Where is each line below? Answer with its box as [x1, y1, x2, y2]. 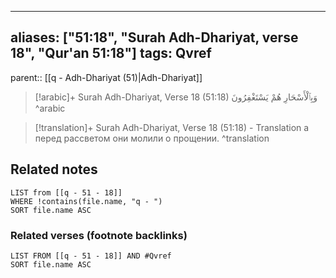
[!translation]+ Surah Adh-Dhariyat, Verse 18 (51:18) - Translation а [34, 121, 310, 133]
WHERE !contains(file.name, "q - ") [10, 196, 163, 206]
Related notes [10, 161, 98, 178]
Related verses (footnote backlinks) [10, 228, 188, 242]
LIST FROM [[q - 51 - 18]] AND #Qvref [10, 251, 172, 261]
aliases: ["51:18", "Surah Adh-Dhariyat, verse [10, 29, 299, 46]
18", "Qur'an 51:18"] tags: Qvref [10, 45, 212, 62]
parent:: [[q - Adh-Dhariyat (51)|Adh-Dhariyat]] [10, 71, 203, 83]
